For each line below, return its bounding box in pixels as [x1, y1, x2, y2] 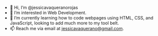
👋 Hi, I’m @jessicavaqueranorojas [9, 5, 78, 10]
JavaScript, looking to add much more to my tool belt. [9, 20, 119, 26]
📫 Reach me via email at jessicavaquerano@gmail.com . [9, 26, 124, 31]
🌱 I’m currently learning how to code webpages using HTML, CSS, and [9, 15, 154, 20]
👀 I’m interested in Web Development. [9, 10, 86, 16]
